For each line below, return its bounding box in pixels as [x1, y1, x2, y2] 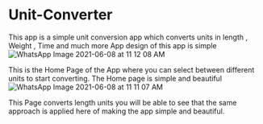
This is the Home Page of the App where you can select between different [8, 64, 255, 74]
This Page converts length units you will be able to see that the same [8, 97, 237, 107]
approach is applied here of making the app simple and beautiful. [8, 106, 225, 116]
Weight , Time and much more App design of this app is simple [8, 40, 217, 50]
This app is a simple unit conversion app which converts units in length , [8, 32, 248, 42]
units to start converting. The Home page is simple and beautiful [8, 73, 223, 83]
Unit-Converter [8, 6, 113, 24]
